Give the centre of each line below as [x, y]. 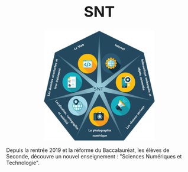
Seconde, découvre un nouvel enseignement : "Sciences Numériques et [94, 157]
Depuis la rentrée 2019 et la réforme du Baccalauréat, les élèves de [88, 150]
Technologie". [23, 163]
